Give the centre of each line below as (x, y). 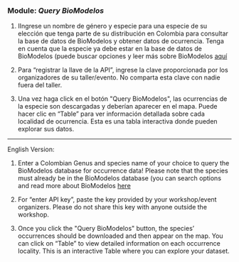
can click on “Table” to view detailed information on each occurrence (119, 244)
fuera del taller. (40, 85)
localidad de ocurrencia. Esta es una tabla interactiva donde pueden (118, 121)
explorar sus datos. (46, 129)
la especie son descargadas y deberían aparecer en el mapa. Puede (117, 107)
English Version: (31, 149)
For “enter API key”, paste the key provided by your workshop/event (117, 200)
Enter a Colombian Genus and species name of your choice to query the (123, 163)
